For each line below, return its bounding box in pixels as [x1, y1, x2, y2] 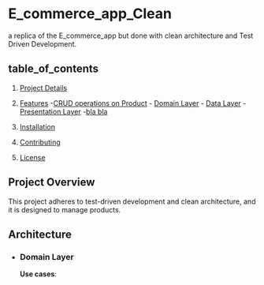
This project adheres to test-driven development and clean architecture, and [8, 197, 256, 206]
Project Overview [8, 175, 95, 189]
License [19, 152, 46, 162]
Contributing [19, 137, 61, 147]
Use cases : [19, 269, 58, 279]
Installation [19, 122, 56, 131]
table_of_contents [8, 62, 99, 76]
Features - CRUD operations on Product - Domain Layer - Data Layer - [19, 98, 247, 107]
